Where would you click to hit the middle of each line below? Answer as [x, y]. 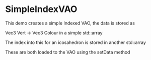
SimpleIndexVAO [41, 9]
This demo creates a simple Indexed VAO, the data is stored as [70, 23]
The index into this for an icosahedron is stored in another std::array [75, 42]
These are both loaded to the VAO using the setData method [68, 52]
